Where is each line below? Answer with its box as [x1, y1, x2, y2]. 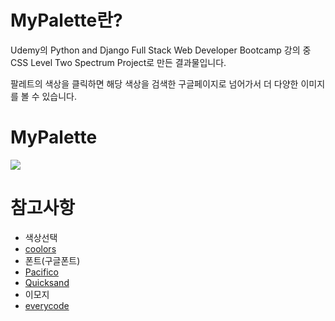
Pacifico [24, 266, 59, 278]
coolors [24, 242, 57, 255]
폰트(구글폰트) [24, 254, 81, 266]
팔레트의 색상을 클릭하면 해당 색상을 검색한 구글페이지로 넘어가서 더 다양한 [10, 77, 299, 90]
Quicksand [24, 276, 70, 288]
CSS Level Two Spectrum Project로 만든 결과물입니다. [10, 56, 227, 68]
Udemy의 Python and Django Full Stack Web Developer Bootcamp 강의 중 [10, 44, 312, 56]
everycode [24, 299, 70, 311]
